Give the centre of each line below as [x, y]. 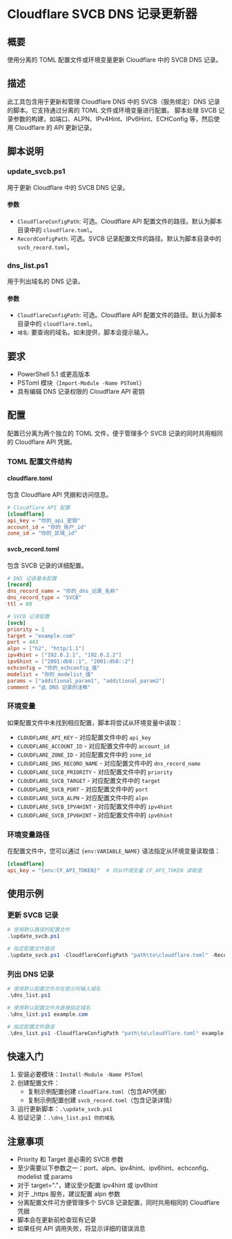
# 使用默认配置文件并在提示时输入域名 [54, 989]
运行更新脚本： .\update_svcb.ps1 [65, 1109]
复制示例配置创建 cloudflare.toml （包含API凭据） [99, 1092]
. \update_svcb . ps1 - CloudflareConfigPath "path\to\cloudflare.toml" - [111, 955]
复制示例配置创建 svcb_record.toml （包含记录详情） [101, 1100]
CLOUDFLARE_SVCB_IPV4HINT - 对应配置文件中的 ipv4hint [95, 806]
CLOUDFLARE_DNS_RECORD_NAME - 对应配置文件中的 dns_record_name [109, 763]
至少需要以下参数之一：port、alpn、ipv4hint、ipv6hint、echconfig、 [115, 1168]
